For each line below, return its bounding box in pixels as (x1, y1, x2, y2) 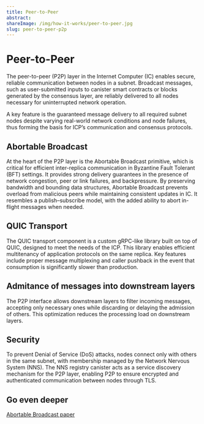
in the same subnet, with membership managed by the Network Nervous (6, 357, 190, 365)
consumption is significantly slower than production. (6, 263, 139, 270)
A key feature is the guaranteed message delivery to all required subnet (6, 111, 187, 118)
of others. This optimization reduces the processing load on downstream (6, 310, 190, 317)
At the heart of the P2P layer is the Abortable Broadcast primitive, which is (6, 157, 194, 165)
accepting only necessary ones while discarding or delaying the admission (6, 304, 195, 311)
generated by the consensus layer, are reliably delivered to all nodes (6, 93, 179, 100)
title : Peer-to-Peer (6, 9, 59, 15)
